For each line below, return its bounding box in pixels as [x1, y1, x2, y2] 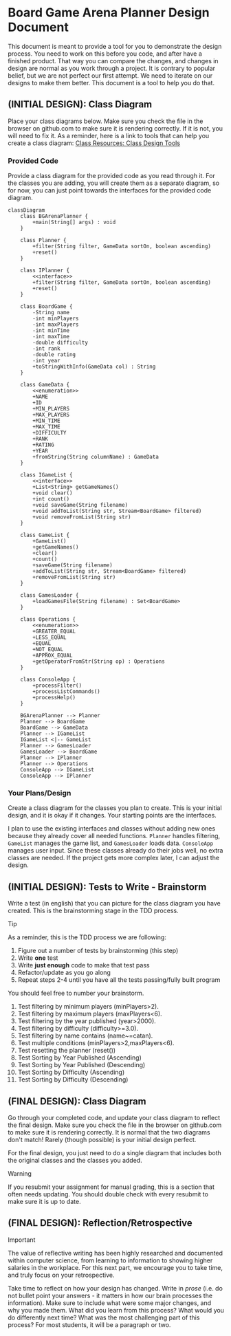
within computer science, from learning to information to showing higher [8, 1256, 213, 1264]
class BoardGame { [20, 303, 73, 310]
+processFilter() [32, 682, 82, 689]
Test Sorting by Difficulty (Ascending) [17, 1068, 125, 1077]
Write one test [17, 954, 58, 962]
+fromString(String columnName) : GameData [32, 454, 159, 461]
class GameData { [20, 382, 70, 388]
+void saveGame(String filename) [32, 502, 129, 509]
